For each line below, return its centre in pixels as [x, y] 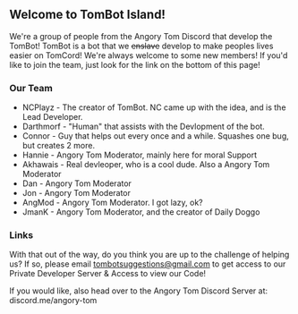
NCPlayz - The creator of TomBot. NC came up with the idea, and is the [154, 107]
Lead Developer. [52, 117]
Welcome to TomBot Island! [87, 15]
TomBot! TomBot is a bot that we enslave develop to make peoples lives [141, 46]
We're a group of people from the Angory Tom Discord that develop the [141, 36]
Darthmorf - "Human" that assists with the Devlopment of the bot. [144, 127]
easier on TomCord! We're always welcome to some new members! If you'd [149, 55]
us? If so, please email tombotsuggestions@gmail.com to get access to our [148, 264]
